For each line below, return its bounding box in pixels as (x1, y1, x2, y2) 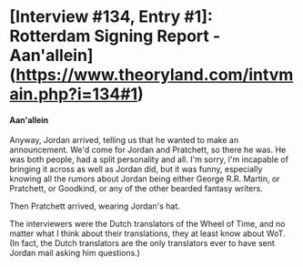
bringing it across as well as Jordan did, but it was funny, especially (9, 164, 263, 175)
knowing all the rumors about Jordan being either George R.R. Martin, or (9, 173, 280, 184)
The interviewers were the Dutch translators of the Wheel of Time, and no (9, 219, 286, 230)
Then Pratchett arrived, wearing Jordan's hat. (9, 200, 180, 211)
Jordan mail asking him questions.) (9, 248, 141, 259)
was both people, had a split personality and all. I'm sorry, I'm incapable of (9, 154, 289, 165)
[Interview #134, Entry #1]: (9, 6, 214, 27)
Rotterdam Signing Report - (9, 26, 221, 46)
